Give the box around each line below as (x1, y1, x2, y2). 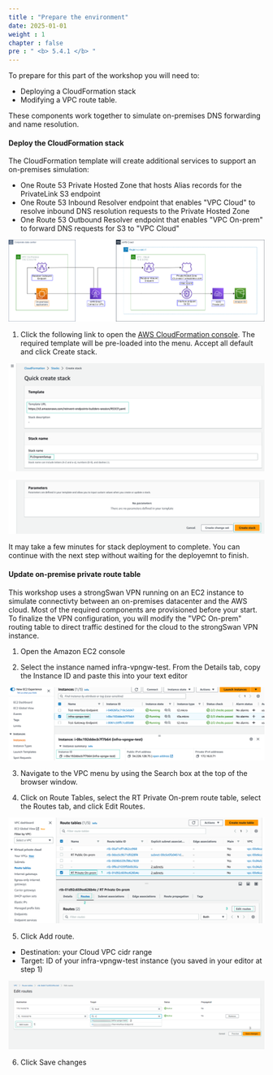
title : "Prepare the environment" (8, 13, 129, 21)
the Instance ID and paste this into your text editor (19, 670, 188, 680)
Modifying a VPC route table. (19, 95, 118, 105)
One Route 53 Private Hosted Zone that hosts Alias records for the (19, 180, 242, 190)
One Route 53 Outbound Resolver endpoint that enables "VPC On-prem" (19, 215, 263, 225)
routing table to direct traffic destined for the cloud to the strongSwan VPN (8, 622, 258, 631)
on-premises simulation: (8, 165, 89, 175)
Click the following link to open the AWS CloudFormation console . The (19, 329, 256, 339)
